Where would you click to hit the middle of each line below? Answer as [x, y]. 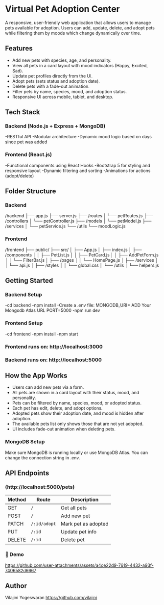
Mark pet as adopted [85, 524]
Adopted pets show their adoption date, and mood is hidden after [78, 413]
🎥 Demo [15, 555]
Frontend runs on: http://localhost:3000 [54, 347]
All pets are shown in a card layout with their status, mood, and [76, 393]
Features [19, 48]
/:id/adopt [44, 524]
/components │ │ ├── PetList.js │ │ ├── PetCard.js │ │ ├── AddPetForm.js [82, 255]
